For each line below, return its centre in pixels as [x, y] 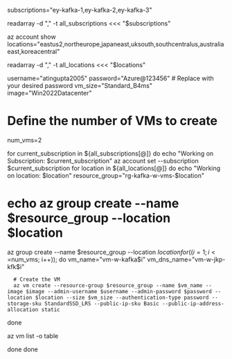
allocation [23, 310]
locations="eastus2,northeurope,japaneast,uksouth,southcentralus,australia [116, 44]
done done [23, 349]
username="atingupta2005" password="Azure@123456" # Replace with [111, 78]
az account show [32, 37]
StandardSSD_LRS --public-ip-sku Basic [101, 304]
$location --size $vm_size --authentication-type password [122, 297]
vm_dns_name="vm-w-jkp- [186, 259]
